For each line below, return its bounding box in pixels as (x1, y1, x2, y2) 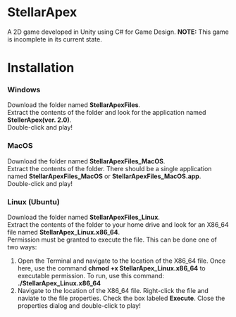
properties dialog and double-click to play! (17, 302, 141, 310)
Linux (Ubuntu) (7, 197, 60, 206)
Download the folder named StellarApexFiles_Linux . (7, 213, 161, 222)
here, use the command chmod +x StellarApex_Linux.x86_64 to (17, 264, 206, 273)
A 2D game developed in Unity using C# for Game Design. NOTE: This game (7, 27, 229, 36)
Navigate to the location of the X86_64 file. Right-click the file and (17, 287, 209, 295)
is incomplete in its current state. (7, 35, 102, 43)
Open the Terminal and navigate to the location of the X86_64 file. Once (17, 256, 226, 265)
